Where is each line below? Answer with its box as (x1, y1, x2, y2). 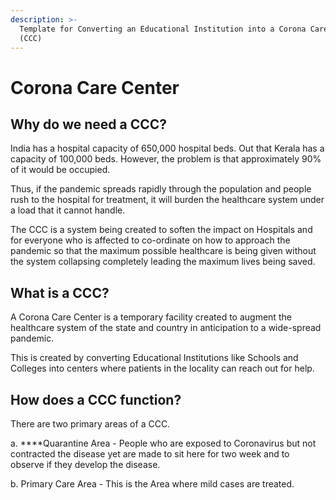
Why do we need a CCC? (10, 116, 168, 133)
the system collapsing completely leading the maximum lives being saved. (10, 256, 316, 268)
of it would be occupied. (10, 164, 111, 176)
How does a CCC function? (10, 391, 182, 408)
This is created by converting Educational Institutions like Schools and (10, 352, 299, 364)
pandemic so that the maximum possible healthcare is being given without (10, 245, 317, 257)
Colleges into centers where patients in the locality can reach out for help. (10, 362, 315, 375)
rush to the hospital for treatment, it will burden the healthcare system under (10, 194, 325, 206)
